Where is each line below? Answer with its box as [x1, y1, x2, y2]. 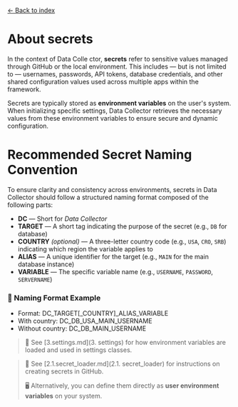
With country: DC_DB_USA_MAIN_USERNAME [17, 317, 152, 326]
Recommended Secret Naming [7, 146, 192, 163]
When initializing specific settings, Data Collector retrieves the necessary [7, 106, 222, 115]
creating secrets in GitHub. [24, 367, 104, 376]
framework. [7, 85, 41, 94]
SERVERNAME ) [17, 275, 53, 283]
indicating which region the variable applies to [17, 244, 153, 253]
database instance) [17, 260, 75, 268]
